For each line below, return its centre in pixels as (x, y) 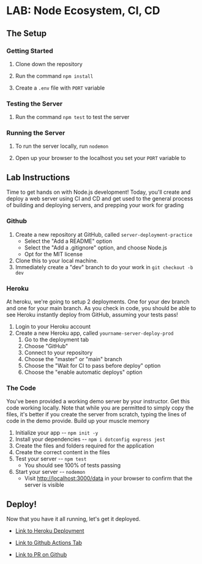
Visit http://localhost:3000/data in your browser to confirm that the (108, 478)
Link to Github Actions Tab (49, 543)
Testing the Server (35, 104)
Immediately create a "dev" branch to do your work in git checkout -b (104, 267)
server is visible (44, 485)
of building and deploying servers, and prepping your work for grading (95, 205)
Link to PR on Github (41, 554)
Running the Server (36, 133)
